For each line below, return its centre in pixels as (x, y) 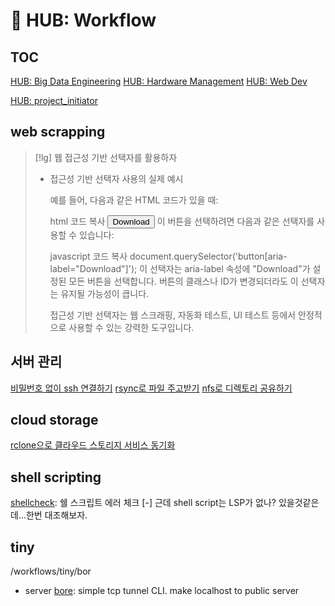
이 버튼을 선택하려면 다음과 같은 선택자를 (235, 221)
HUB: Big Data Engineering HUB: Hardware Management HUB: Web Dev (159, 81)
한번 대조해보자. (56, 515)
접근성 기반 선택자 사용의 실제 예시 (116, 178)
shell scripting (56, 477)
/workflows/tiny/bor (51, 571)
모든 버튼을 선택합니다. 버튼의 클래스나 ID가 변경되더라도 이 (183, 281)
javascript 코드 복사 (88, 256)
